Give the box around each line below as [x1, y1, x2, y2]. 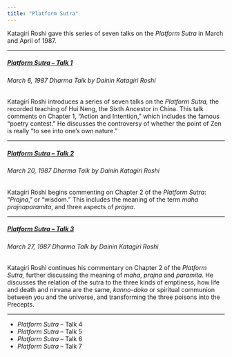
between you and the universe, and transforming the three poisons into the [7, 293, 220, 301]
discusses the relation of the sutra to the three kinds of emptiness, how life [7, 278, 220, 287]
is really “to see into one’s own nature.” [7, 127, 118, 135]
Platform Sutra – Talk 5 [17, 327, 83, 336]
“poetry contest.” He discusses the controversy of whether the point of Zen [7, 119, 222, 128]
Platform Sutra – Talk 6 [17, 335, 83, 343]
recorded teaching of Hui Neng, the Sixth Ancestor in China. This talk [7, 105, 204, 113]
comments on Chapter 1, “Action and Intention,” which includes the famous [7, 112, 220, 121]
